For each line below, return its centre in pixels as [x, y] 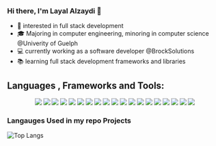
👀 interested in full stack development [70, 26]
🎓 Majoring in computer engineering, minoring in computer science [113, 34]
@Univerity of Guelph [48, 43]
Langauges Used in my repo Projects [69, 121]
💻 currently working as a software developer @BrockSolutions [106, 51]
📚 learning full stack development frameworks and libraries [101, 62]
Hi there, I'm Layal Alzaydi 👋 [54, 11]
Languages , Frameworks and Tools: [86, 85]
